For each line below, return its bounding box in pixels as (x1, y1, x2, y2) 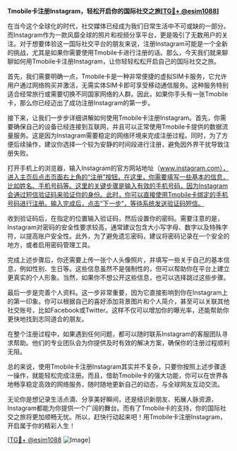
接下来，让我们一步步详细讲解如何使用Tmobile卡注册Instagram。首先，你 (7, 114, 221, 122)
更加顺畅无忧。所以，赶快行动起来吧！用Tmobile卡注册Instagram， (31, 413, 227, 421)
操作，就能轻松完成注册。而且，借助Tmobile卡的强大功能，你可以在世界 (13, 371, 222, 380)
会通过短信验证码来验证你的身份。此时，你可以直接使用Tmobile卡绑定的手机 (7, 191, 229, 198)
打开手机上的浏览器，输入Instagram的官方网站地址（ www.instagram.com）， (7, 164, 229, 172)
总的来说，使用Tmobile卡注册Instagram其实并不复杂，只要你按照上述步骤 (7, 363, 221, 371)
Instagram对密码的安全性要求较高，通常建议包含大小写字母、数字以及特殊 (7, 223, 222, 231)
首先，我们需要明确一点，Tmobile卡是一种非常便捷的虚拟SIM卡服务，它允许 (7, 72, 227, 80)
